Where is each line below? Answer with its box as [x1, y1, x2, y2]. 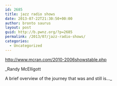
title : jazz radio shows [5, 12, 55, 17]
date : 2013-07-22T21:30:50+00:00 [5, 16, 73, 21]
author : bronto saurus [5, 20, 51, 26]
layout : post [5, 25, 32, 30]
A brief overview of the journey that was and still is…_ [5, 75, 113, 81]
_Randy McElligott [5, 66, 41, 72]
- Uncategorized [9, 43, 42, 48]
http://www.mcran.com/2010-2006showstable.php [5, 56, 107, 62]
